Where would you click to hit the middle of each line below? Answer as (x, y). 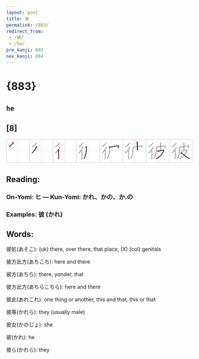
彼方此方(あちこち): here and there (48, 262)
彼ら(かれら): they (28, 350)
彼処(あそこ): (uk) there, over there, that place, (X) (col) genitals (84, 249)
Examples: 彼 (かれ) (35, 214)
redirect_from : (25, 31)
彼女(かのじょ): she (30, 325)
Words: (20, 234)
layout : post (22, 12)
